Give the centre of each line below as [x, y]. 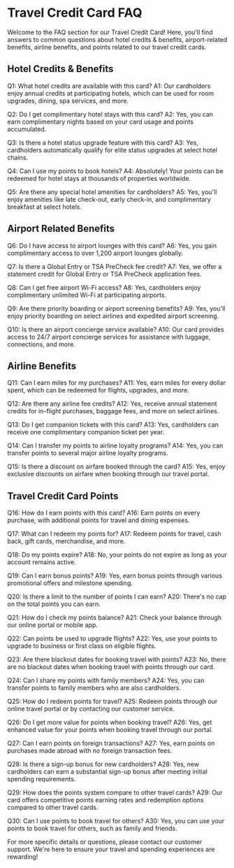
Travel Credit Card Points [63, 496]
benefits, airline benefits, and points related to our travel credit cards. [107, 47]
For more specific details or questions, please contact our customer [105, 842]
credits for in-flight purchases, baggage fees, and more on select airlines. [113, 411]
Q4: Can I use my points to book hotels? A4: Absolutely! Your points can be [115, 171]
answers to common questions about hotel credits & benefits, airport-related [117, 39]
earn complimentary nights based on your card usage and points [101, 122]
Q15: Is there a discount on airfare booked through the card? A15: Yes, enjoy [116, 466]
